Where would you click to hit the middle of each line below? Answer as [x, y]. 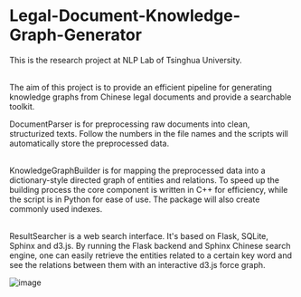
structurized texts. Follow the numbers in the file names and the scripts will [149, 133]
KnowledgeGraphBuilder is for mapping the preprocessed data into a [137, 170]
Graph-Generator [76, 35]
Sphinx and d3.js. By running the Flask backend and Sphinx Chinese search [150, 245]
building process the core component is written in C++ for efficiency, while [149, 189]
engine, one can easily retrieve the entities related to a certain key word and [150, 255]
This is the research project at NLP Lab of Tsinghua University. [126, 60]
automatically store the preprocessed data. [89, 143]
